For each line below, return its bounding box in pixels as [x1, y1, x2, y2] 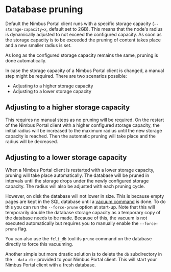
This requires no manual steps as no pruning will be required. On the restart [5, 117, 164, 123]
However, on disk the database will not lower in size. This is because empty [5, 193, 164, 199]
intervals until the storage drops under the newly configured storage [5, 177, 149, 184]
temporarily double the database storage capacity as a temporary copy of [5, 209, 161, 215]
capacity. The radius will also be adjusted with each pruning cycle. [5, 183, 145, 189]
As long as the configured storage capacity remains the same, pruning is [5, 52, 158, 58]
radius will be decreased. [5, 138, 59, 144]
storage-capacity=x [5, 27, 47, 32]
